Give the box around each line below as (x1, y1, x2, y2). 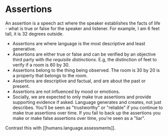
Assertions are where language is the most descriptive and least (12, 40, 145, 46)
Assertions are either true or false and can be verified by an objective (12, 51, 156, 57)
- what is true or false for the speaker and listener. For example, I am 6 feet (5, 25, 160, 31)
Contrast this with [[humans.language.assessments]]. (5, 124, 116, 131)
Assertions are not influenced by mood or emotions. (12, 88, 120, 94)
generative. (12, 46, 36, 52)
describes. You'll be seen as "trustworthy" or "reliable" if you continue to (12, 104, 163, 110)
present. (12, 83, 30, 89)
